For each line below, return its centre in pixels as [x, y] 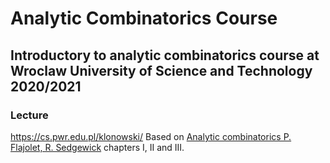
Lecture [29, 115]
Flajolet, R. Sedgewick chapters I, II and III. [97, 147]
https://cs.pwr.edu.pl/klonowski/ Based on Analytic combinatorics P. [151, 136]
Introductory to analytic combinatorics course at [165, 55]
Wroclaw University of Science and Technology [161, 70]
